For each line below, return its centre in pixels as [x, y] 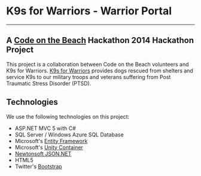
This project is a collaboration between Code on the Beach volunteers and [98, 64]
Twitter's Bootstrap [38, 166]
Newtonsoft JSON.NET [43, 153]
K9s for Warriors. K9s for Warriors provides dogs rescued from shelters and [100, 71]
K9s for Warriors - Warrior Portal [89, 11]
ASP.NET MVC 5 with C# [45, 128]
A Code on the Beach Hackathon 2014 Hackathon [100, 40]
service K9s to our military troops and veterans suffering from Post [89, 77]
